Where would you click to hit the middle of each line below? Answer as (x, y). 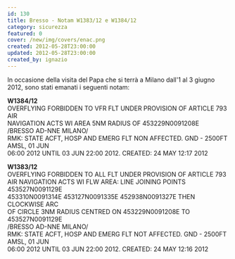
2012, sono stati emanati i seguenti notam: (69, 87)
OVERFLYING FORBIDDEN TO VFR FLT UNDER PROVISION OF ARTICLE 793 (117, 108)
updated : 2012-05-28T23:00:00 (52, 53)
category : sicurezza (38, 27)
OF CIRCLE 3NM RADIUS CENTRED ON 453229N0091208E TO (99, 211)
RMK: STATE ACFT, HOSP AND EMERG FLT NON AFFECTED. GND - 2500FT (118, 138)
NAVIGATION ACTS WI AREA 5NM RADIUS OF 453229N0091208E (103, 123)
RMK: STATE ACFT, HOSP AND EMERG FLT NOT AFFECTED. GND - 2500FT (117, 234)
